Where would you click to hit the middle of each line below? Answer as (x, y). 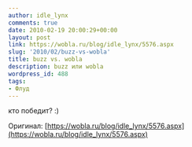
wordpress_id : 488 (38, 74)
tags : (17, 81)
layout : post (30, 37)
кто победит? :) (33, 111)
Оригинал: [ (28, 126)
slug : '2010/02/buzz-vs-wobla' (59, 52)
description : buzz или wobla (56, 67)
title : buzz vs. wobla (45, 60)
